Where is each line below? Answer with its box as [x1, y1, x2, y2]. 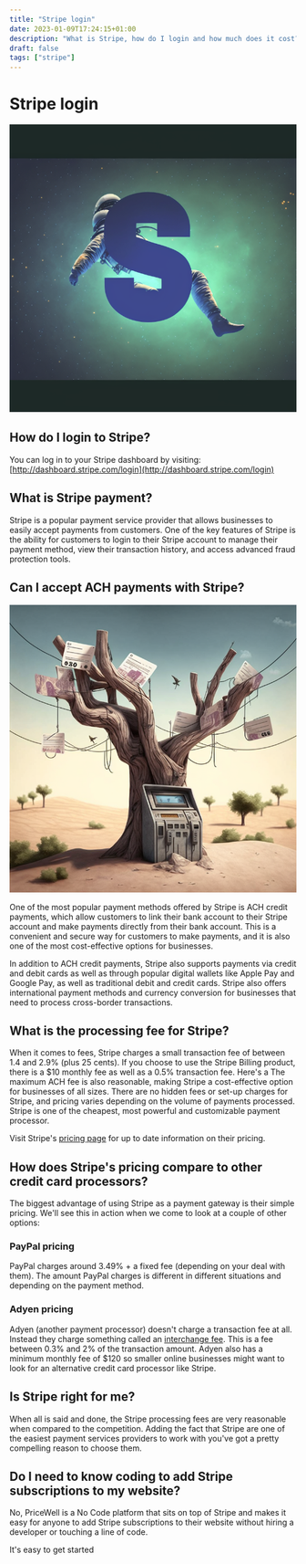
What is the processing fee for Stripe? [9, 1023, 229, 1038]
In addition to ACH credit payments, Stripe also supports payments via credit [9, 958, 297, 969]
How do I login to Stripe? [9, 430, 151, 446]
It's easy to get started [9, 1544, 95, 1556]
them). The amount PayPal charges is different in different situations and [9, 1270, 281, 1282]
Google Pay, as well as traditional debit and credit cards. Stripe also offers [9, 977, 287, 988]
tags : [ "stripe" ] [9, 53, 76, 63]
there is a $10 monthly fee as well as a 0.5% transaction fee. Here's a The [9, 1066, 286, 1077]
